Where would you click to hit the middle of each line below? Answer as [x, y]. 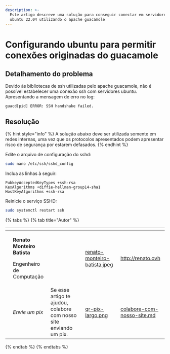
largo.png [97, 315]
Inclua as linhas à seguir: [31, 173]
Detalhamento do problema [49, 74]
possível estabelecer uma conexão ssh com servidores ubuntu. [71, 91]
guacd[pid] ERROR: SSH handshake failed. [50, 106]
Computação [28, 276]
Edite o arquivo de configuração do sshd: [48, 155]
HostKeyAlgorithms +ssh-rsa [35, 192]
